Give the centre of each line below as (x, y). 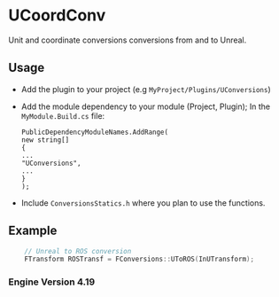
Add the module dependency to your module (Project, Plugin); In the (146, 106)
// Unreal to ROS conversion (78, 251)
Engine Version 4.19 (52, 282)
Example (33, 231)
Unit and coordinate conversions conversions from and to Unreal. (128, 40)
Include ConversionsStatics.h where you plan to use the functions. (143, 203)
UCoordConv (57, 16)
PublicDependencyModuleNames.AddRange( (95, 132)
